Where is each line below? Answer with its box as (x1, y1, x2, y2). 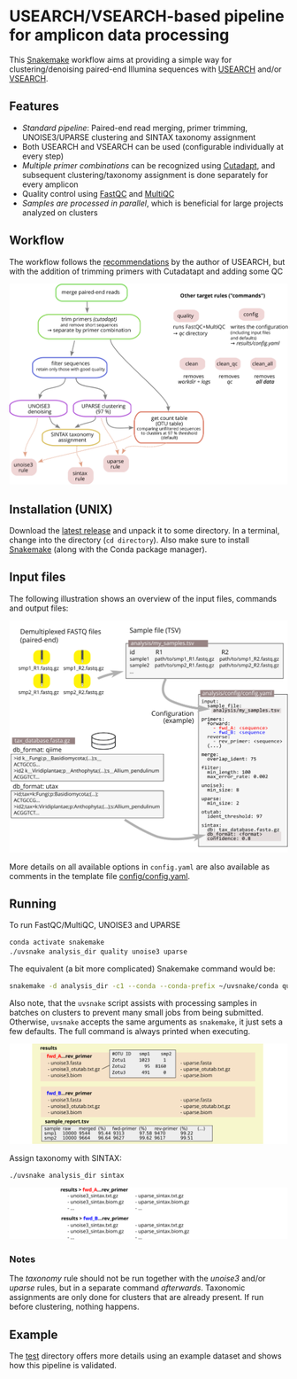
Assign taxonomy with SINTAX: (9, 1152, 122, 1163)
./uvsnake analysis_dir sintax (9, 1171, 125, 1180)
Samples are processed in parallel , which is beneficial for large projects (21, 198, 284, 208)
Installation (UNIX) (9, 502, 113, 517)
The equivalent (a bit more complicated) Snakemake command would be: (9, 963, 276, 974)
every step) (21, 151, 65, 161)
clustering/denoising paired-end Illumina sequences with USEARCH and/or (9, 64, 282, 74)
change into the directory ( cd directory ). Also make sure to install (9, 534, 250, 545)
